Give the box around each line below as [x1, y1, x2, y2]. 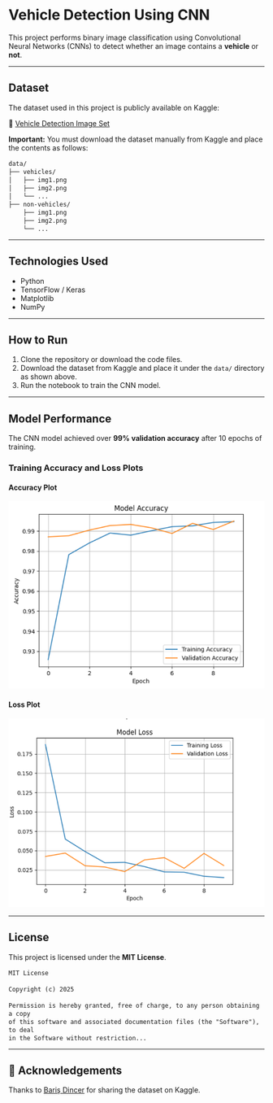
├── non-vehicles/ [8, 200, 71, 208]
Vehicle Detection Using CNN [8, 6, 210, 24]
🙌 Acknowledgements [8, 1063, 123, 1077]
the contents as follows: [8, 142, 89, 152]
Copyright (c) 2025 [8, 985, 75, 993]
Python [19, 276, 45, 286]
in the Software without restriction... [8, 1034, 148, 1042]
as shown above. [19, 372, 77, 381]
